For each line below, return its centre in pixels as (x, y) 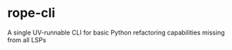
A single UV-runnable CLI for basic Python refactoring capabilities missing (116, 32)
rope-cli (31, 13)
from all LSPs (27, 39)
